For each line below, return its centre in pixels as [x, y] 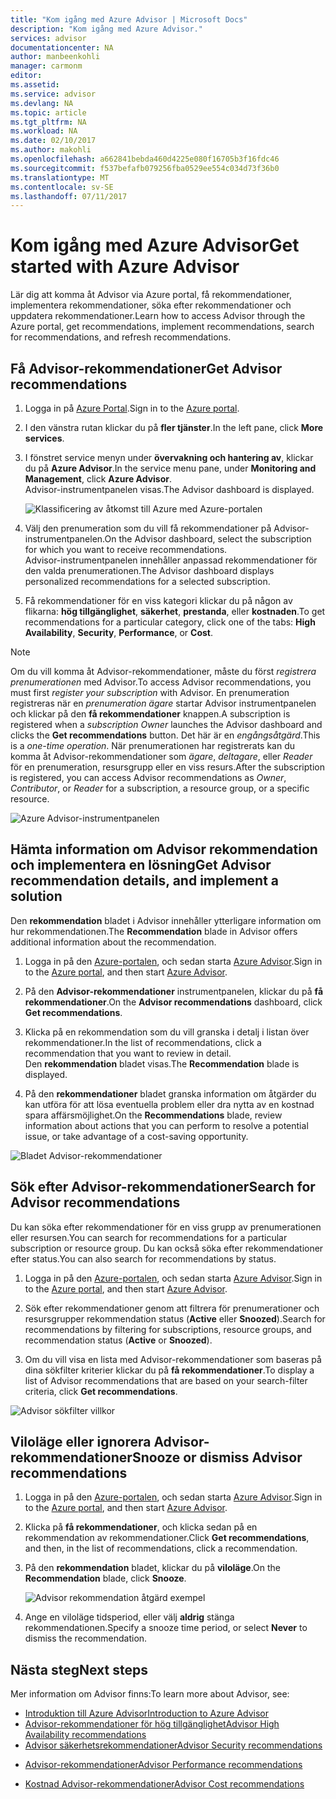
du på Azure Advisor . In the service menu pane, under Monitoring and [170, 468]
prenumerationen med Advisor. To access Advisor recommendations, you [161, 682]
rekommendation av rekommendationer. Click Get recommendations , [167, 1538]
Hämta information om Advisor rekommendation [164, 849]
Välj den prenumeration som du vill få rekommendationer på [148, 528]
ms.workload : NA [44, 131]
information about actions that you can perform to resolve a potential [166, 1125]
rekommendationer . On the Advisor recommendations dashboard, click [173, 1002]
